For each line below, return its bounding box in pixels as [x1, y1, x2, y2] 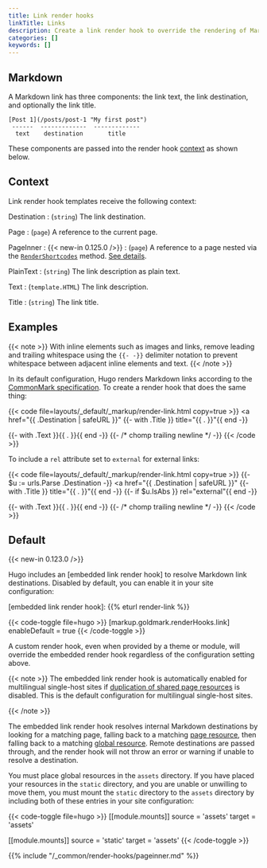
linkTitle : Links [8, 19, 66, 27]
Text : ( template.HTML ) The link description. [8, 282, 149, 291]
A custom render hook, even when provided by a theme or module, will [8, 642, 241, 651]
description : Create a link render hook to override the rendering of [8, 26, 247, 34]
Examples [8, 320, 58, 334]
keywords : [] [8, 41, 52, 49]
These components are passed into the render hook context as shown [8, 143, 238, 153]
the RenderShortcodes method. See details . [8, 251, 147, 260]
